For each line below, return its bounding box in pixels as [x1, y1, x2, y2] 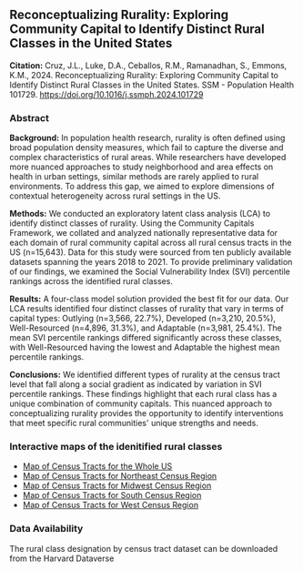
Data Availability [9, 523, 84, 535]
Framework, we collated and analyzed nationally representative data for [9, 228, 278, 239]
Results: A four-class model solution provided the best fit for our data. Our [9, 293, 289, 304]
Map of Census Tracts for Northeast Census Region [22, 471, 217, 482]
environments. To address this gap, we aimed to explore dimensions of [9, 181, 275, 192]
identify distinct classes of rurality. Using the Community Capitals [9, 218, 255, 229]
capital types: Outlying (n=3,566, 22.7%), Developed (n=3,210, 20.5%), [9, 313, 276, 324]
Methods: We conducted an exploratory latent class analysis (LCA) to [9, 209, 271, 219]
